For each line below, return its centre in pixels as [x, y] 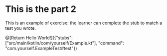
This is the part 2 [41, 9]
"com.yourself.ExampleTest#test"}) [41, 48]
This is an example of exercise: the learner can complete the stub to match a [84, 23]
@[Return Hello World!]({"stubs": [39, 38]
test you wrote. [21, 28]
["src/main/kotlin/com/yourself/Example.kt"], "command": [65, 43]
